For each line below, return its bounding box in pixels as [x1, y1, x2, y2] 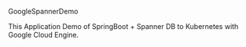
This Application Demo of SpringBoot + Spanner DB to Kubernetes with [8, 22, 239, 31]
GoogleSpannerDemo [8, 7, 79, 16]
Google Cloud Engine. [8, 31, 79, 39]
